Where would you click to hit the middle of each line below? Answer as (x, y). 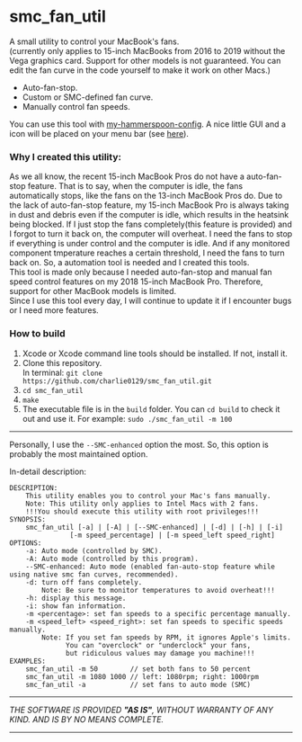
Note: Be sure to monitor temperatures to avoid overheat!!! (159, 590)
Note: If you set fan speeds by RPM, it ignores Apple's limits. (167, 637)
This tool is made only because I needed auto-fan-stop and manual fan (141, 273)
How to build (37, 334)
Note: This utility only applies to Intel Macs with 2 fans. (142, 504)
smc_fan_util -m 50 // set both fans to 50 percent (138, 669)
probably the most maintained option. (79, 454)
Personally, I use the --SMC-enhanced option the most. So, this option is (139, 444)
